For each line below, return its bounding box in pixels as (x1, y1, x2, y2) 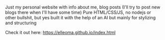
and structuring (5, 20, 37, 26)
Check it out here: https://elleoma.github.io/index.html (5, 30, 116, 35)
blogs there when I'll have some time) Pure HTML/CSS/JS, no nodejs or (5, 9, 152, 15)
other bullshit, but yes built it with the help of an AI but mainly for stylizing (5, 15, 156, 20)
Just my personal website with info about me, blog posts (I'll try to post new (5, 4, 161, 10)
